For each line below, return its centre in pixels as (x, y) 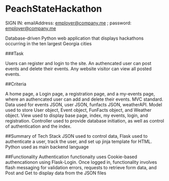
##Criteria (16, 84)
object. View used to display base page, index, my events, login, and (77, 115)
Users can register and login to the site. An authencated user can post (78, 63)
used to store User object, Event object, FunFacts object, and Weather (78, 110)
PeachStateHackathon (54, 9)
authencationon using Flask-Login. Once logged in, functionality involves (81, 162)
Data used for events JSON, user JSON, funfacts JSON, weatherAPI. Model (84, 104)
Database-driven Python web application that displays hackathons (75, 38)
